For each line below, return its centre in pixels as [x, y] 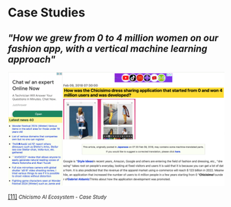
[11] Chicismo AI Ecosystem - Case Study [57, 197]
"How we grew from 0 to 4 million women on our [113, 38]
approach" [32, 59]
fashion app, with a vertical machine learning [108, 48]
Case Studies [46, 13]
